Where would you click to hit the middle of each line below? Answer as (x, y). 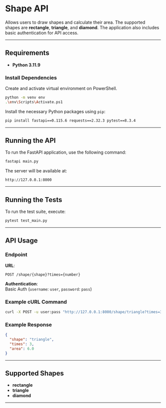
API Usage (21, 241)
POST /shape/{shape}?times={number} (43, 275)
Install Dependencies (31, 78)
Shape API (27, 9)
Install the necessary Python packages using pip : (55, 111)
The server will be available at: (36, 171)
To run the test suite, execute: (35, 212)
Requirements (27, 53)
